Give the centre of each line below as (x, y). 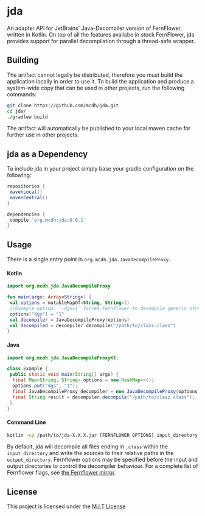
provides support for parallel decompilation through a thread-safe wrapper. (101, 41)
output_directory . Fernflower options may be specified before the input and (102, 460)
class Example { (27, 369)
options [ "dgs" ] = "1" (37, 314)
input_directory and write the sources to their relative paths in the (90, 453)
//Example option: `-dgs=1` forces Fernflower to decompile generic (98, 308)
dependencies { (26, 214)
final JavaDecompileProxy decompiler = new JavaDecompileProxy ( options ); (108, 391)
